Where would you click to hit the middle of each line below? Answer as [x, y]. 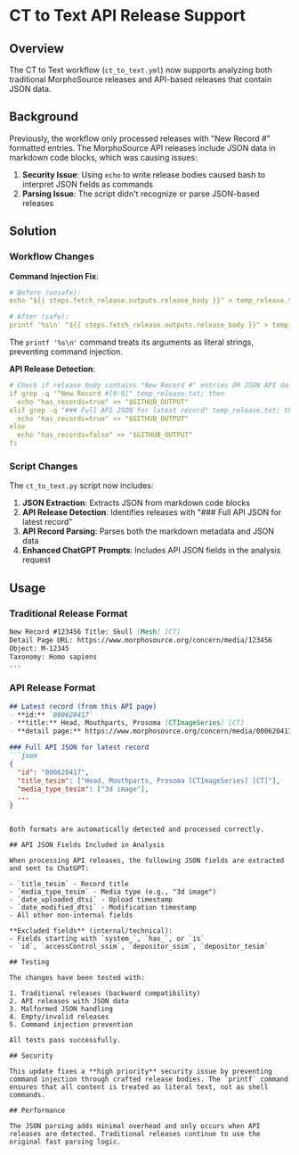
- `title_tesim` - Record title [69, 885]
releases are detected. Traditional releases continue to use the [135, 1134]
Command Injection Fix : [54, 276]
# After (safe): [39, 317]
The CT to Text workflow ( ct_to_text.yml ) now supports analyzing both [141, 70]
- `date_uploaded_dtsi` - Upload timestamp [91, 900]
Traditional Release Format [69, 613]
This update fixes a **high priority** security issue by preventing [141, 1072]
